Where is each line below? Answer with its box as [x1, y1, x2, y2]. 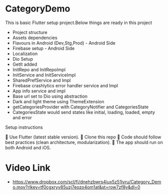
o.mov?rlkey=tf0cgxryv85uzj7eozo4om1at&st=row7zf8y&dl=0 [12, 184, 140, 190]
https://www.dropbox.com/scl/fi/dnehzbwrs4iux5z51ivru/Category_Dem [12, 178, 161, 184]
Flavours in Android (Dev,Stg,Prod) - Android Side [12, 40, 116, 46]
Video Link [5, 162, 51, 173]
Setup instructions [5, 124, 43, 130]
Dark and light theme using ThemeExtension [12, 98, 104, 104]
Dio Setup [12, 56, 34, 62]
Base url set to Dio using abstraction [12, 93, 88, 99]
